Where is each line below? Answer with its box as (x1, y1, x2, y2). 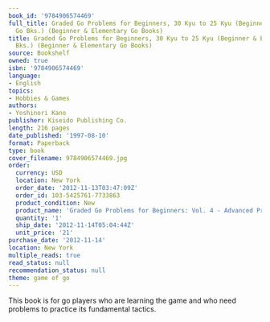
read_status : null (8, 258, 70, 266)
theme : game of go (8, 274, 70, 282)
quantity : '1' (15, 214, 63, 222)
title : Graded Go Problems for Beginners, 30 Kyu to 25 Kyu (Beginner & (8, 34, 257, 43)
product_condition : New (15, 199, 95, 207)
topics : (8, 86, 35, 95)
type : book (8, 147, 45, 155)
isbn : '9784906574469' (8, 64, 84, 72)
